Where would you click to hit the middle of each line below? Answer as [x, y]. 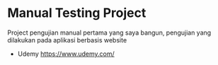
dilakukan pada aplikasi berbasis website [67, 40]
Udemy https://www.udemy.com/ [66, 54]
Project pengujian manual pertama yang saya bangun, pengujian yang [109, 32]
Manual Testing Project [77, 13]
